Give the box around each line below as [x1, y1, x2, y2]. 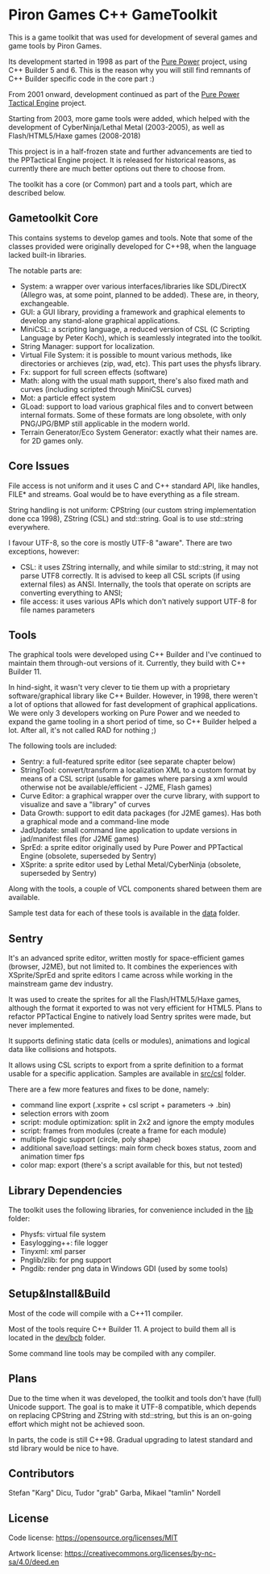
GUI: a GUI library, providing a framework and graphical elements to [19, 307, 246, 317]
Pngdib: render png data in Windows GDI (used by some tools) [19, 1264, 228, 1273]
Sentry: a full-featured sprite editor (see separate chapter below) [19, 757, 236, 767]
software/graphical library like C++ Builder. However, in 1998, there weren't [8, 691, 258, 701]
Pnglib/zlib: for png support [19, 1255, 112, 1265]
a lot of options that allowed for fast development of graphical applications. [8, 700, 258, 709]
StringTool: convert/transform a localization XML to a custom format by [19, 765, 256, 775]
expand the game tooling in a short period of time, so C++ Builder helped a [8, 717, 257, 726]
